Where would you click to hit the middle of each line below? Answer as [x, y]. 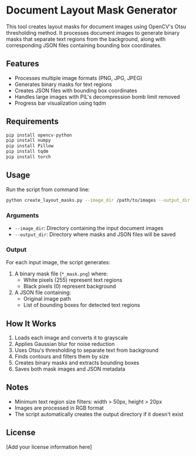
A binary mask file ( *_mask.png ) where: [61, 274]
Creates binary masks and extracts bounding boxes [77, 363]
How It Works [31, 323]
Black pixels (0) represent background [70, 287]
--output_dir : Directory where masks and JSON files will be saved [95, 234]
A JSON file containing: [43, 292]
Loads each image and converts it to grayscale [71, 338]
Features [23, 64]
